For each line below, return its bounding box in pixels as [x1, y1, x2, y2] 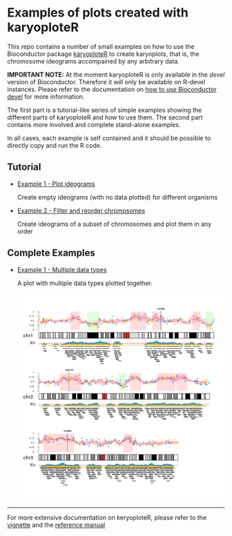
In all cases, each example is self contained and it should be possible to [7, 133, 211, 142]
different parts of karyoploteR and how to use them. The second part [7, 113, 203, 122]
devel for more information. [7, 92, 85, 101]
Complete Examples [7, 247, 95, 259]
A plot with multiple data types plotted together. [17, 278, 153, 287]
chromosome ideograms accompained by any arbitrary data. [7, 57, 180, 65]
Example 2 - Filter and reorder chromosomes [17, 206, 146, 215]
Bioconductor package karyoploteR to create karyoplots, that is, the [7, 50, 200, 58]
